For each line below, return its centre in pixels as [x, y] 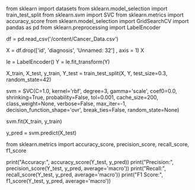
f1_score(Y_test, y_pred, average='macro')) [59, 181]
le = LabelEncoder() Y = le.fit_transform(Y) [58, 62]
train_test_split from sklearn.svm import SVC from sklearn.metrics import [95, 15]
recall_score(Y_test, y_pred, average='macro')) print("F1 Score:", [85, 175]
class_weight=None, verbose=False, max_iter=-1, [66, 104]
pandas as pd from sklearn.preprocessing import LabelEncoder [84, 27]
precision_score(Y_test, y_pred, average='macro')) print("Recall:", [86, 168]
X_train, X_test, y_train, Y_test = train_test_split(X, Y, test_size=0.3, [87, 73]
